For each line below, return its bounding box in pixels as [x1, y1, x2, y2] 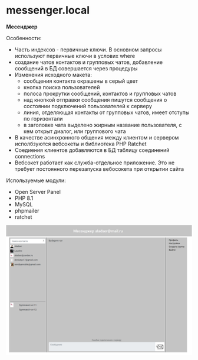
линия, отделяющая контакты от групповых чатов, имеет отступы [23, 109, 190, 116]
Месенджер [6, 23, 38, 30]
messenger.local [6, 4, 90, 17]
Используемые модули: [6, 177, 66, 184]
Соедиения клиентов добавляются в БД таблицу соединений [14, 146, 170, 154]
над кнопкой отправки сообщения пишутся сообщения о [23, 96, 167, 103]
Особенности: [6, 34, 42, 41]
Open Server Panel [14, 188, 61, 195]
